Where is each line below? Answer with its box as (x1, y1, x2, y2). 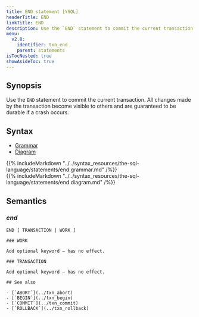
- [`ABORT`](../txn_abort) (6, 290, 73, 296)
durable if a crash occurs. (6, 109, 70, 116)
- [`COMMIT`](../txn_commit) (6, 300, 79, 306)
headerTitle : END (6, 14, 49, 20)
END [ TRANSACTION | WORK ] (6, 227, 76, 233)
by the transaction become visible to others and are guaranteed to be (6, 102, 176, 110)
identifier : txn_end (17, 42, 68, 48)
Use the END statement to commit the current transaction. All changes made (6, 96, 191, 103)
